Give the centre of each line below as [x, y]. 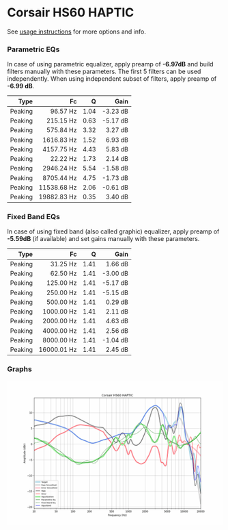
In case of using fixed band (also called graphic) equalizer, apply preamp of [113, 231]
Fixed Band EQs [33, 216]
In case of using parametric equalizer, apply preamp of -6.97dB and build [110, 64]
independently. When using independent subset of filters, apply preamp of [112, 79]
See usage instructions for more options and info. [77, 31]
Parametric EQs [33, 49]
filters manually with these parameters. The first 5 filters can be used [104, 72]
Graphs [19, 369]
